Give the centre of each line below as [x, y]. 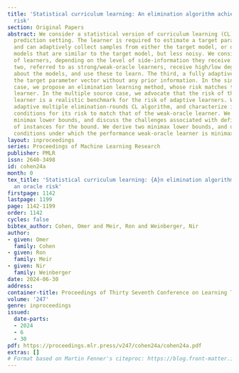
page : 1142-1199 [31, 206]
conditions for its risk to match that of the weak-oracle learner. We [122, 113]
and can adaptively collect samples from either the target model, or [121, 47]
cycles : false [28, 220]
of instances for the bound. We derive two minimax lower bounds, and [121, 127]
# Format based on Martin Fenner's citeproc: [76, 359]
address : [20, 286]
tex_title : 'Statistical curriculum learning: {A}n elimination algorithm [121, 180]
